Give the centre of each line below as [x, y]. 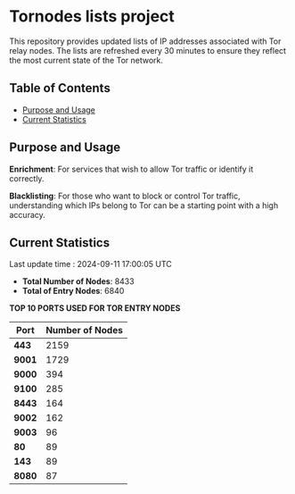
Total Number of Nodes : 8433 [78, 281]
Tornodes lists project [92, 17]
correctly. [27, 178]
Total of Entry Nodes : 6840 [73, 291]
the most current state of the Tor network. [86, 60]
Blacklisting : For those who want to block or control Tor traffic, [125, 196]
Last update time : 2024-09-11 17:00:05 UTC [90, 264]
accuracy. [28, 214]
